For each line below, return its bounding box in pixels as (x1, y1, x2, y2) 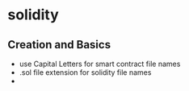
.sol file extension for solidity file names (19, 68, 152, 77)
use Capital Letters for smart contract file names (19, 59, 181, 68)
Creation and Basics (7, 38, 111, 52)
